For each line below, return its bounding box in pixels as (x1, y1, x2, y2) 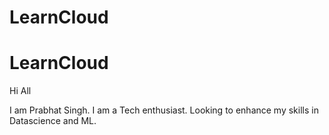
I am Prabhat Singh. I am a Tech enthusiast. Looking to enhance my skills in (9, 104, 319, 116)
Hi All (9, 85, 32, 97)
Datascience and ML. (9, 115, 97, 127)
